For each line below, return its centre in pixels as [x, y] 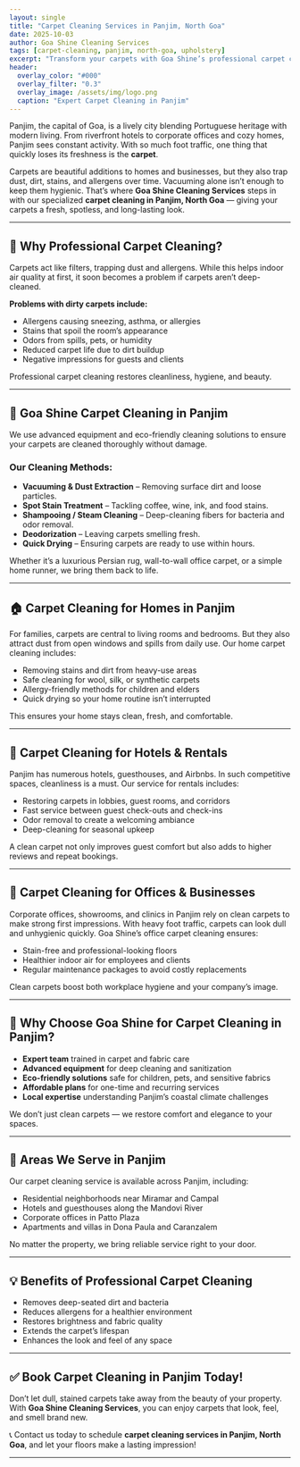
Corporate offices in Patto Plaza [81, 1218]
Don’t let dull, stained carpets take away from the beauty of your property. [146, 1398]
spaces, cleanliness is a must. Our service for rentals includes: [124, 784]
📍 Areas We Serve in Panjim [88, 1159]
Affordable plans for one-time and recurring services [121, 1087]
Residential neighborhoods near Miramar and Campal [120, 1199]
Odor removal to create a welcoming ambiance [108, 819]
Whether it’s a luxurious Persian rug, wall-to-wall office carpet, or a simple [146, 561]
